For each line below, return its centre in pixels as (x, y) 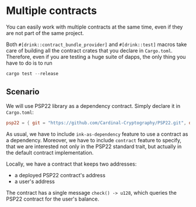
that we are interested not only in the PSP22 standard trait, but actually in (94, 146)
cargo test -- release (32, 73)
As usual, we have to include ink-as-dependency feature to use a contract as (97, 134)
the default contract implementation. (50, 152)
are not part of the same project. (45, 33)
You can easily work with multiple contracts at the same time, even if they (94, 27)
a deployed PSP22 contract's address (60, 175)
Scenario (23, 92)
